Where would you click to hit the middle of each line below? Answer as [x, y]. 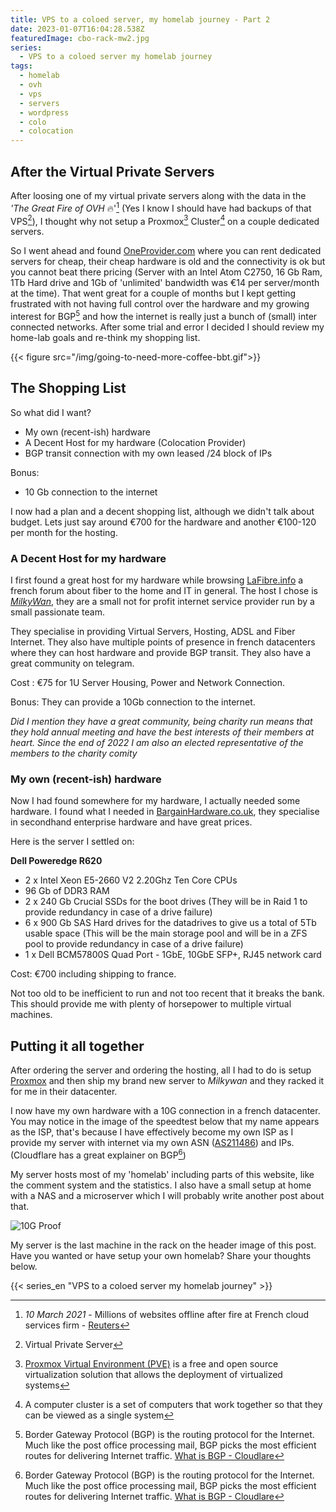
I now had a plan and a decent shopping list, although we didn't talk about [162, 511]
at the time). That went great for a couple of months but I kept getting [153, 293]
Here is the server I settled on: [72, 842]
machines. [31, 1015]
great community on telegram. [72, 663]
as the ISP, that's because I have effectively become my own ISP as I [152, 1132]
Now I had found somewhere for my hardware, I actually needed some [155, 801]
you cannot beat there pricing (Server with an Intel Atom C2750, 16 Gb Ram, [166, 272]
